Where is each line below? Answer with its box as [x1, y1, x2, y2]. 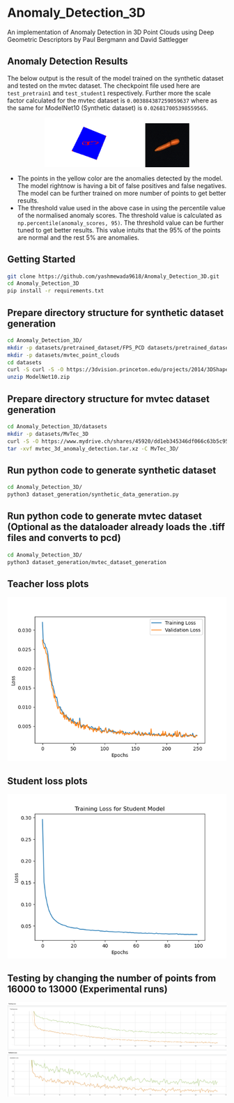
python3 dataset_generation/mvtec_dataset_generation [7, 558, 167, 565]
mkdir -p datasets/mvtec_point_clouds [7, 352, 120, 359]
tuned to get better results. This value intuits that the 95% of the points [17, 226, 221, 234]
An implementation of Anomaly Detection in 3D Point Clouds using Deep [7, 28, 214, 36]
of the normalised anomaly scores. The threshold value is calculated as [17, 211, 222, 219]
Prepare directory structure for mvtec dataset [7, 393, 210, 405]
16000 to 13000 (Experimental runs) [7, 983, 169, 995]
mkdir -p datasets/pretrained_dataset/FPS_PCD [7, 344, 145, 351]
